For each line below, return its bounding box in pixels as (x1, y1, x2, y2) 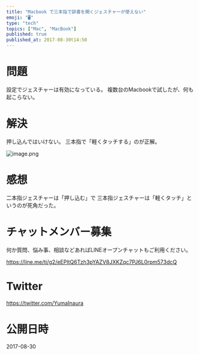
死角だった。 (26, 202, 59, 209)
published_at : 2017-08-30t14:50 (6, 37, 87, 43)
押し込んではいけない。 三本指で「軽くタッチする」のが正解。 (6, 138, 161, 145)
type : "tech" (6, 20, 39, 26)
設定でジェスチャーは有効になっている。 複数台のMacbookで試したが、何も (6, 86, 194, 93)
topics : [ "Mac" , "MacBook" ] (6, 25, 77, 32)
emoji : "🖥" (6, 14, 34, 21)
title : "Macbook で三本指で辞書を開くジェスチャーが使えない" (6, 8, 146, 15)
